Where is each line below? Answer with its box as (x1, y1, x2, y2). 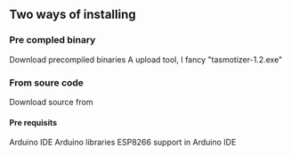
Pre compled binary (9, 34, 96, 46)
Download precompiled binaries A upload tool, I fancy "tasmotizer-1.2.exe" (9, 53, 283, 65)
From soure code (9, 76, 85, 88)
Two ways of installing (9, 7, 136, 22)
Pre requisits (9, 117, 58, 127)
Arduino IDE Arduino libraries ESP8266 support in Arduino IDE (9, 137, 237, 148)
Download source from (9, 96, 93, 107)
